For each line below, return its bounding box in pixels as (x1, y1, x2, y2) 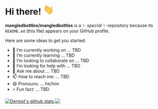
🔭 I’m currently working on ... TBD (12, 47, 81, 53)
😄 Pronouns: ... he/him (12, 80, 59, 86)
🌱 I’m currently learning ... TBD (12, 52, 75, 58)
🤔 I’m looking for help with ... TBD (12, 63, 80, 69)
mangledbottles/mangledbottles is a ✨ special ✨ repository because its (5, 22, 153, 28)
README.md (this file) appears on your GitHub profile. (5, 28, 110, 34)
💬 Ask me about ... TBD (12, 68, 60, 74)
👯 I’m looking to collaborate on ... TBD (12, 57, 89, 63)
